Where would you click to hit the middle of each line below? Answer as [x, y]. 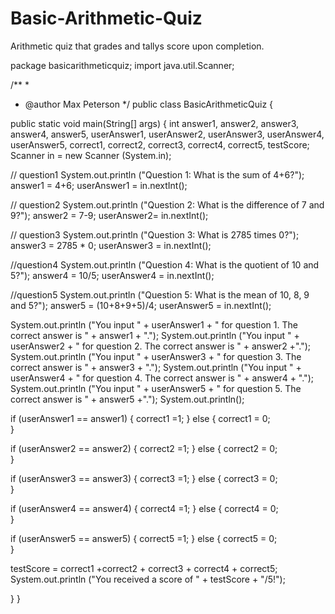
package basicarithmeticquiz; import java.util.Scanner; [122, 65]
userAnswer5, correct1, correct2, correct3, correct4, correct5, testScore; [160, 144]
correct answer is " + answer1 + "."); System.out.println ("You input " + [155, 335]
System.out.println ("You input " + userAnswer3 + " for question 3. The [156, 356]
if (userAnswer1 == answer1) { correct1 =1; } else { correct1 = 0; [140, 418]
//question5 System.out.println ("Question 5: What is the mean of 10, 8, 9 [160, 294]
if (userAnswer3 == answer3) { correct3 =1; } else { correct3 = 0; [144, 478]
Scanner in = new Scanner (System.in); [91, 155]
